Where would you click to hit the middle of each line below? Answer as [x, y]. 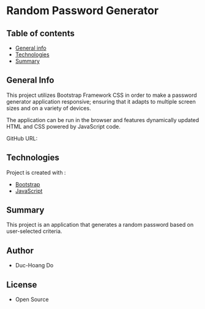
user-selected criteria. [34, 231]
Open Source [32, 299]
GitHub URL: [22, 138]
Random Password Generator [83, 11]
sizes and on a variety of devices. [49, 108]
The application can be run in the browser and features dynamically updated [103, 120]
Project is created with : [36, 172]
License [22, 285]
